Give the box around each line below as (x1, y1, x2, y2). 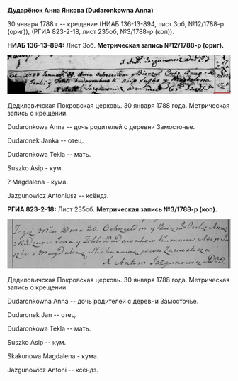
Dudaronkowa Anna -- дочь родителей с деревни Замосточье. (7, 122, 195, 131)
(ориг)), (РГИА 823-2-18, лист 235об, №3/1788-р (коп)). (7, 28, 175, 35)
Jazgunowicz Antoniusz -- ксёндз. (7, 191, 109, 199)
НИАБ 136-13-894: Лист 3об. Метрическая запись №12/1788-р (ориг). (7, 41, 225, 49)
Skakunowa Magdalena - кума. (7, 351, 99, 360)
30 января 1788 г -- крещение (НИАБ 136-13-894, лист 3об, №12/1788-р (7, 20, 225, 28)
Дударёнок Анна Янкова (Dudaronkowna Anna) (7, 6, 154, 14)
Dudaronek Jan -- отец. (7, 310, 77, 319)
